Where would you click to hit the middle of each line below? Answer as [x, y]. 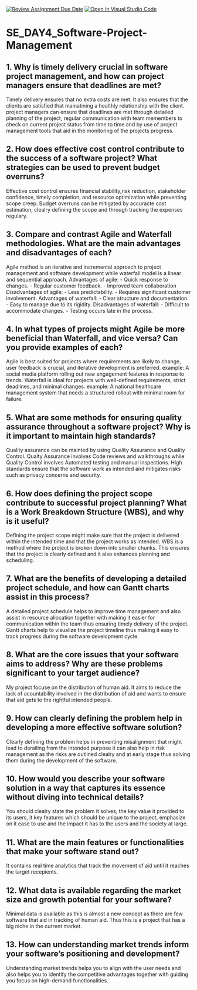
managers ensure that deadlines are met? [84, 85]
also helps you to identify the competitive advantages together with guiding [97, 974]
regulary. [17, 216]
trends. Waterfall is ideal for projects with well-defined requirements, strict [96, 380]
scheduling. [20, 560]
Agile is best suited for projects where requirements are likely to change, [94, 362]
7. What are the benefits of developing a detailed [96, 579]
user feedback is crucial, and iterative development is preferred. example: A [98, 368]
